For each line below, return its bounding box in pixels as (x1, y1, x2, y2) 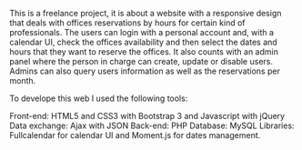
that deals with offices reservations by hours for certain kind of (9, 17, 246, 28)
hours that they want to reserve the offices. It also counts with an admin (9, 46, 279, 57)
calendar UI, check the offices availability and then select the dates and (9, 36, 277, 47)
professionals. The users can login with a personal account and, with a (9, 27, 275, 37)
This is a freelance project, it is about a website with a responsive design (9, 8, 282, 18)
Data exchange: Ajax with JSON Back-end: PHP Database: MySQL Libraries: (9, 120, 295, 131)
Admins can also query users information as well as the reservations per (9, 65, 280, 76)
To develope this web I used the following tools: (9, 93, 188, 104)
